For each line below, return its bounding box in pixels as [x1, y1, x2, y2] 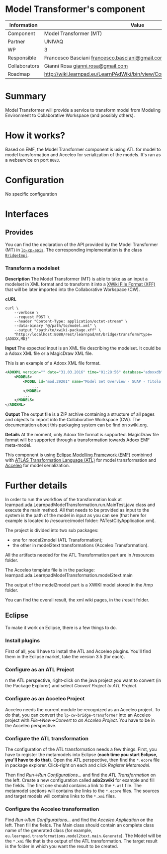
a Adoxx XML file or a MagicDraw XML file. [5, 350, 93, 356]
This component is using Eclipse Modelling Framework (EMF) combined [5, 452, 153, 458]
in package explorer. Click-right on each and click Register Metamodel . [5, 762, 151, 768]
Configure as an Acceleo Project [5, 695, 85, 702]
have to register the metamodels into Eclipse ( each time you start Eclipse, [5, 751, 158, 757]
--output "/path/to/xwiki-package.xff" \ [14, 328, 101, 333]
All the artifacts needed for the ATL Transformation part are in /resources [5, 552, 155, 558]
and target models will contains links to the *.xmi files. [5, 793, 116, 799]
